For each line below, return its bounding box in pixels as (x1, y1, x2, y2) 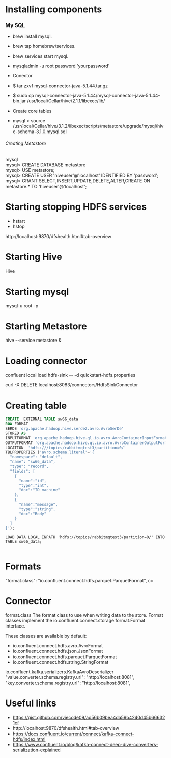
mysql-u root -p (5, 302, 39, 309)
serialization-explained (12, 747, 61, 753)
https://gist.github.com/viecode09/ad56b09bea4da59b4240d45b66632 (12, 715, 165, 721)
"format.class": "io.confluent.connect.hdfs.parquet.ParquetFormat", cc (5, 578, 154, 584)
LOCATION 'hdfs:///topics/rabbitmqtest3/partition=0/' (5, 445, 126, 450)
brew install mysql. (12, 33, 52, 39)
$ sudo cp (12, 93, 34, 99)
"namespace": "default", (10, 455, 63, 460)
